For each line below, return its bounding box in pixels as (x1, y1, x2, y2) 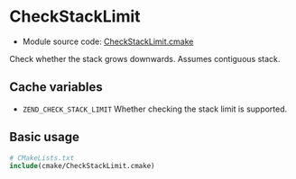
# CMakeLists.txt (9, 153, 75, 163)
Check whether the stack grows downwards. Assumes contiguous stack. (9, 53, 281, 64)
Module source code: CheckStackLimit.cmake (22, 36, 194, 47)
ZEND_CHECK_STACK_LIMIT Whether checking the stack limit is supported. (22, 103, 288, 114)
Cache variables (9, 79, 103, 95)
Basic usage (9, 130, 79, 145)
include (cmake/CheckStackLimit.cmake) (9, 162, 155, 171)
